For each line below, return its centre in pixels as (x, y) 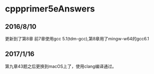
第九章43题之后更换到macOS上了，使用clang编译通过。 (61, 66)
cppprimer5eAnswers (50, 9)
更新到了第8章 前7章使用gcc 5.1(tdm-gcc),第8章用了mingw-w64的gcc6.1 (77, 39)
